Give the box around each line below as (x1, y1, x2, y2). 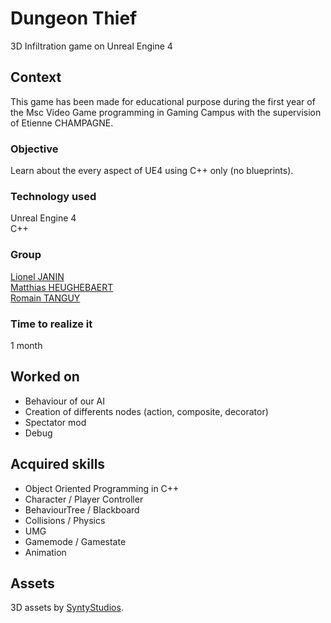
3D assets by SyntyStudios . (10, 602, 124, 614)
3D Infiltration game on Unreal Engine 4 (10, 40, 173, 52)
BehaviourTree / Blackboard (24, 503, 140, 516)
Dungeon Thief (10, 7, 138, 30)
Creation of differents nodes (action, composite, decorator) (24, 405, 269, 417)
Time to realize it (10, 317, 93, 331)
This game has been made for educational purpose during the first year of (10, 95, 316, 107)
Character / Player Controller (24, 493, 144, 505)
